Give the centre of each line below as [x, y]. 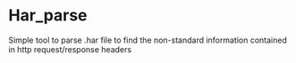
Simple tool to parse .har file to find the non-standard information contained [148, 40]
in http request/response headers [70, 49]
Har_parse [48, 16]
